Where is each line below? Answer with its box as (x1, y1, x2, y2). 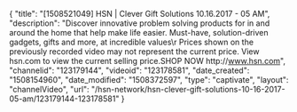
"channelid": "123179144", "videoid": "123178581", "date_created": (9, 65, 250, 76)
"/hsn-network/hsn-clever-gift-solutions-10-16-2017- (91, 84, 285, 94)
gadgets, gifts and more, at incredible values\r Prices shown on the (9, 36, 254, 47)
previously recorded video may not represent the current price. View (9, 46, 260, 57)
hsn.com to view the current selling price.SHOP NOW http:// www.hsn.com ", (9, 56, 286, 66)
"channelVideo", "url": (9, 84, 90, 94)
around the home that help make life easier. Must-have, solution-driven (9, 28, 269, 37)
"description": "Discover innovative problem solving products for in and (9, 18, 270, 28)
